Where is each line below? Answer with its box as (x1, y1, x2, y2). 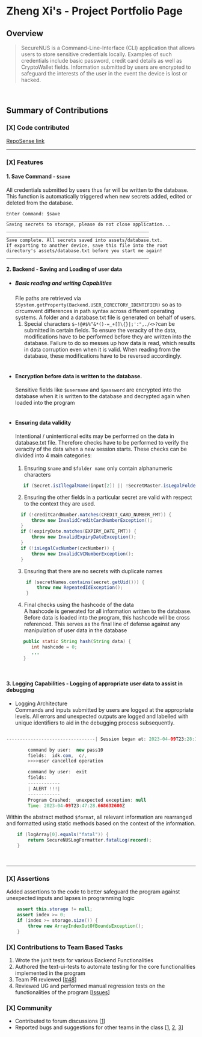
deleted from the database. (6, 199, 74, 206)
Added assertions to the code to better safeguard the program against (6, 888, 180, 895)
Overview (6, 28, 44, 39)
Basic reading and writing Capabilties (14, 279, 112, 287)
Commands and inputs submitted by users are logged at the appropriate (14, 706, 194, 713)
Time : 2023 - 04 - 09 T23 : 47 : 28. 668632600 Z (28, 802, 125, 809)
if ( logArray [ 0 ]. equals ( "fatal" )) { (17, 831, 109, 838)
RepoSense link (6, 137, 45, 144)
